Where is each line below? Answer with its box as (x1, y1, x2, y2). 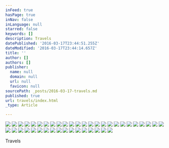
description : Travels (5, 36, 52, 41)
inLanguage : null (5, 22, 43, 27)
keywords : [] (5, 31, 33, 36)
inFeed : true (5, 7, 33, 13)
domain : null (10, 74, 38, 79)
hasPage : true (5, 12, 36, 17)
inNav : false (5, 17, 33, 22)
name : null (10, 70, 33, 75)
